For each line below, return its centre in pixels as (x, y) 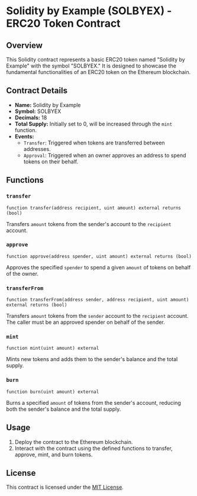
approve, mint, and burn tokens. (54, 455)
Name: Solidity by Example (48, 105)
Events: (24, 136)
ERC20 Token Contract (63, 23)
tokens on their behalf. (51, 162)
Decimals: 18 (31, 117)
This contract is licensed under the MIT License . (65, 487)
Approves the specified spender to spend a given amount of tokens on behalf (98, 267)
